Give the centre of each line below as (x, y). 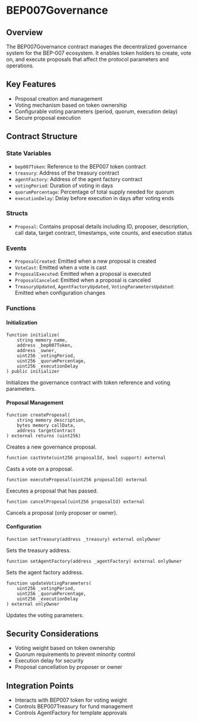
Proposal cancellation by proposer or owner (69, 667)
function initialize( (33, 335)
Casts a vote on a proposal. (40, 469)
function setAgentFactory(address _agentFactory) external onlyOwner (94, 561)
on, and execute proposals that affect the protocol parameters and (88, 59)
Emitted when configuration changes (60, 293)
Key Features (31, 84)
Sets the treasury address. (39, 550)
